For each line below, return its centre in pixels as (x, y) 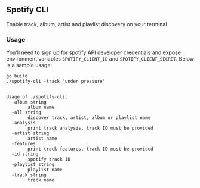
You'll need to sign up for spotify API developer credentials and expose (93, 52)
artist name (43, 139)
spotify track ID (49, 159)
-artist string (30, 133)
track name (41, 180)
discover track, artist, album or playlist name (89, 118)
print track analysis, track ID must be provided (90, 128)
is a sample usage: (29, 65)
